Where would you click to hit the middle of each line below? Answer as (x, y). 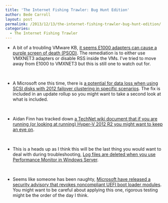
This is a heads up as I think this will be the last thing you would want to (87, 149)
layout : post (19, 19)
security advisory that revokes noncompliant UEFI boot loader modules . (87, 185)
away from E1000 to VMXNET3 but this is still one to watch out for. (82, 64)
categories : (18, 29)
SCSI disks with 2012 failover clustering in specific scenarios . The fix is (86, 88)
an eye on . (23, 129)
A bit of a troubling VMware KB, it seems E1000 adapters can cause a (85, 48)
